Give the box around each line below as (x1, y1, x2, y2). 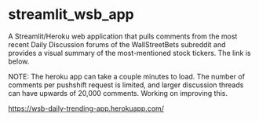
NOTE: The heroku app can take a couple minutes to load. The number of (8, 71, 246, 81)
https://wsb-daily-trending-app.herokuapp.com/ (8, 104, 165, 113)
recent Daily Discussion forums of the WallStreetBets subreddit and (8, 39, 226, 49)
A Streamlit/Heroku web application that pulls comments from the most (8, 31, 238, 41)
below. (8, 57, 30, 66)
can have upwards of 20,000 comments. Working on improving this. (8, 88, 228, 97)
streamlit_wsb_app (8, 5, 135, 24)
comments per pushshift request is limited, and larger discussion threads (8, 80, 244, 90)
